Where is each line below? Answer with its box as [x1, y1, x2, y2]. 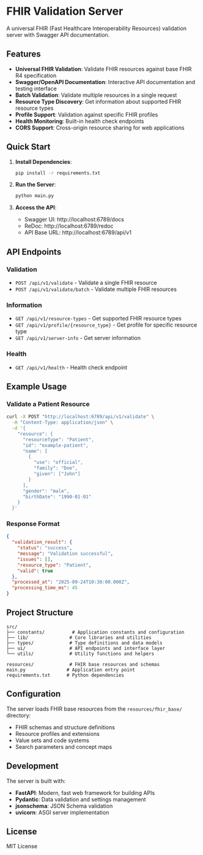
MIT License [6, 843, 38, 850]
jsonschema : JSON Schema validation [15, 802, 113, 810]
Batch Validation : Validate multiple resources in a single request [15, 91, 177, 99]
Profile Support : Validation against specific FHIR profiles [15, 110, 158, 118]
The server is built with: [6, 777, 66, 784]
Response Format [6, 520, 60, 528]
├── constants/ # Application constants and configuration [6, 629, 185, 635]
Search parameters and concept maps [15, 743, 113, 750]
